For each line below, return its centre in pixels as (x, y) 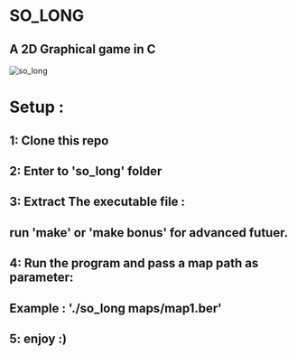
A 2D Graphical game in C (83, 49)
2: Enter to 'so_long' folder (86, 171)
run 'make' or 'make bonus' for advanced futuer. (149, 233)
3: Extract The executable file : (97, 202)
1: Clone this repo (59, 140)
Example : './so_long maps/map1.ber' (116, 308)
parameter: (42, 278)
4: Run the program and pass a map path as (134, 263)
